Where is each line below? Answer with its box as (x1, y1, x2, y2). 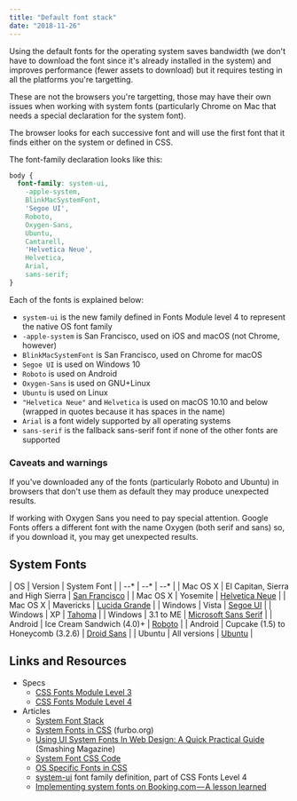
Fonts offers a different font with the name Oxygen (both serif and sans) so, (9, 522, 285, 533)
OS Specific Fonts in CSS (35, 762, 128, 773)
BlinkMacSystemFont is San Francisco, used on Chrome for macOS (21, 349, 263, 360)
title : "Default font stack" (9, 12, 117, 22)
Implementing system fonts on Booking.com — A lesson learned (35, 781, 268, 791)
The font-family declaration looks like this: (9, 154, 163, 164)
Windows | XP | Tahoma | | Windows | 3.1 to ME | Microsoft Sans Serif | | (9, 609, 273, 620)
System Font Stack (35, 715, 105, 726)
